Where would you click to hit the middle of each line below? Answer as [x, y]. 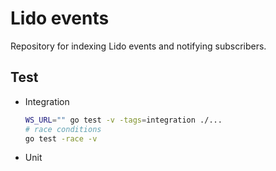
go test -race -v [61, 138]
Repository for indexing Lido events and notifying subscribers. [138, 46]
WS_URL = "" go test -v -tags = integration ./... [123, 120]
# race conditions [63, 129]
